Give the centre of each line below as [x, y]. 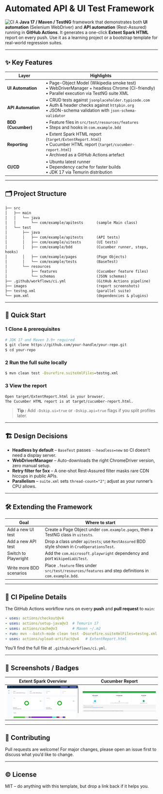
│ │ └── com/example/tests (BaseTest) [62, 262]
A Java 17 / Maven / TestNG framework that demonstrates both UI [81, 22]
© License [21, 774]
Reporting [17, 145]
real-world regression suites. [34, 42]
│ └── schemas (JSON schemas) [66, 276]
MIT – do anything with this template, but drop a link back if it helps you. [77, 786]
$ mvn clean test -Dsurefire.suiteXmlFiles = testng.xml [62, 373]
